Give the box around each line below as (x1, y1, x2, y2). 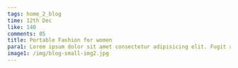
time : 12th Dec (7, 17, 52, 24)
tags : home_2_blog (7, 10, 62, 18)
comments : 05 (7, 30, 46, 38)
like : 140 (7, 23, 37, 30)
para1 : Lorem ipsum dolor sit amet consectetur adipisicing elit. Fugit (7, 43, 227, 50)
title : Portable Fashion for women (7, 37, 113, 44)
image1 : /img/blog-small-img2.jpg (7, 50, 110, 57)
